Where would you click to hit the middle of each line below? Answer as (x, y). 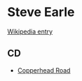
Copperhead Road (44, 70)
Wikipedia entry (30, 31)
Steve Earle (41, 12)
